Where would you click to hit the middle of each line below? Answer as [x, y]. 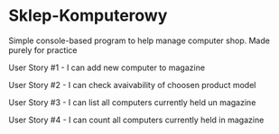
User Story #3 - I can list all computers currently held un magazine [132, 102]
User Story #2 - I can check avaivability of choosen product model [132, 85]
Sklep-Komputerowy [88, 16]
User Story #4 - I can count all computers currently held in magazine [136, 120]
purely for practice [43, 49]
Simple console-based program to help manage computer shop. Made [139, 40]
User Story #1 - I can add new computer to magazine [107, 67]
